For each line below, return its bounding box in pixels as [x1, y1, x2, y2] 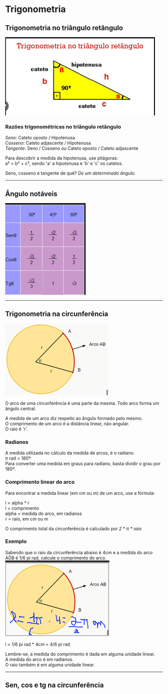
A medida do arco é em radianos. [5, 656, 73, 662]
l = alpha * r [5, 499, 29, 506]
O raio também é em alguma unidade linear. [5, 661, 95, 667]
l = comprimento [5, 505, 39, 511]
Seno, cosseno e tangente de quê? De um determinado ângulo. [5, 170, 136, 177]
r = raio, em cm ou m [5, 515, 48, 522]
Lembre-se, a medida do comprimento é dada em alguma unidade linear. [5, 651, 155, 657]
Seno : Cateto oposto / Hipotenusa [5, 135, 75, 141]
